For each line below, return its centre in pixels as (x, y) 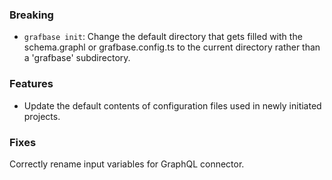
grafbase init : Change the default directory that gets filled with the (163, 37)
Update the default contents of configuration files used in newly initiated (172, 105)
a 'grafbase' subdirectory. (77, 58)
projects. (42, 116)
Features (31, 84)
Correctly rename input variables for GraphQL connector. (127, 164)
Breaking (31, 15)
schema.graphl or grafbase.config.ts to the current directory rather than (172, 47)
